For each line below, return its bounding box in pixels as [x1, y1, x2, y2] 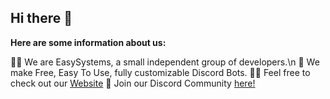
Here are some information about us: [10, 36, 167, 48]
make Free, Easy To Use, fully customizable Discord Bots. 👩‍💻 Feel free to [10, 66, 311, 78]
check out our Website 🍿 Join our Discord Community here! [10, 77, 256, 89]
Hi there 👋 [10, 10, 73, 27]
